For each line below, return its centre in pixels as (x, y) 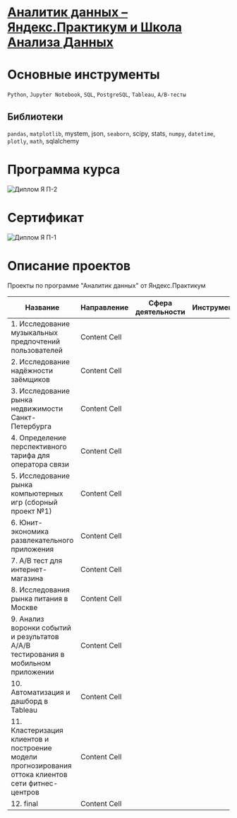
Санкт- (24, 417)
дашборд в (29, 701)
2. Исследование (41, 361)
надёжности (32, 370)
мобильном (31, 663)
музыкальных (35, 332)
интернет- (29, 569)
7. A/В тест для (37, 561)
